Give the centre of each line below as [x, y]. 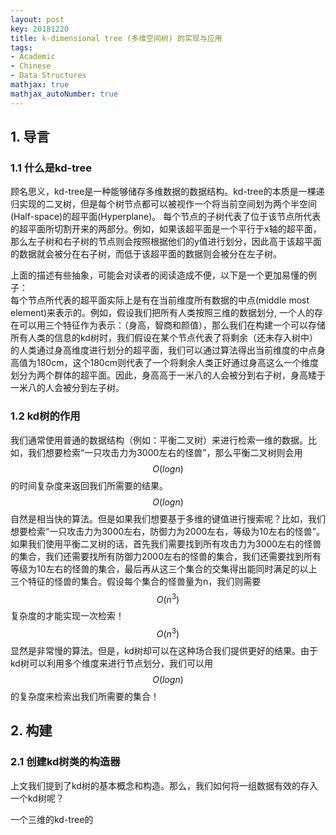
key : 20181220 [40, 29]
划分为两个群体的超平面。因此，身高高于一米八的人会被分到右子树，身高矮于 [168, 375]
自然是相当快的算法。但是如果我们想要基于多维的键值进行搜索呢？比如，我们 [168, 518]
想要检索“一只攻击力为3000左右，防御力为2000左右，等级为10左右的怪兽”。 [168, 531]
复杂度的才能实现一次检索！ [67, 616]
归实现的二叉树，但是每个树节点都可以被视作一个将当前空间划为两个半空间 [163, 204]
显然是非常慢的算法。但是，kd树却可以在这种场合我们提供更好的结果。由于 [164, 650]
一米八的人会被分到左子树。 [67, 388]
